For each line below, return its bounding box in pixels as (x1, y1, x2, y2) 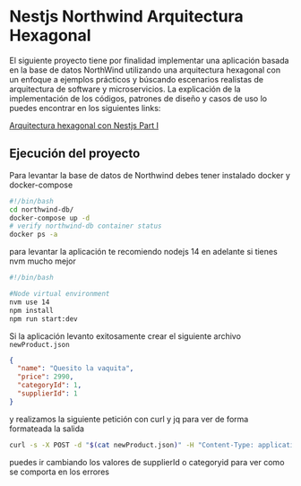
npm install (9, 306, 54, 315)
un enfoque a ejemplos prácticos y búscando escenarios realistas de (9, 74, 264, 84)
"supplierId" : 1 (17, 389, 78, 398)
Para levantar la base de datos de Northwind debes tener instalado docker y (9, 169, 291, 180)
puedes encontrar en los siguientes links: (9, 102, 161, 113)
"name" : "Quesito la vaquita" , (17, 364, 134, 373)
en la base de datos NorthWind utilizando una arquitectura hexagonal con (9, 65, 280, 75)
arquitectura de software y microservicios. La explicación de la (9, 83, 241, 94)
